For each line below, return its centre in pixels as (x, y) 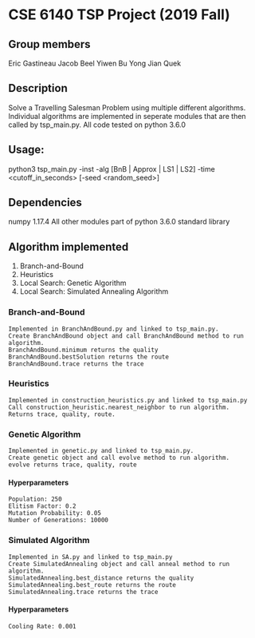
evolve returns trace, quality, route (73, 465)
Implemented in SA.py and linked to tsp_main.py (90, 557)
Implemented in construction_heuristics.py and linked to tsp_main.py (128, 400)
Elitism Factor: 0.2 (43, 506)
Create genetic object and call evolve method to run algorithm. (119, 458)
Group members (49, 44)
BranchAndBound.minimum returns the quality (83, 350)
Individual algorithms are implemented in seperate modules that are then (127, 116)
